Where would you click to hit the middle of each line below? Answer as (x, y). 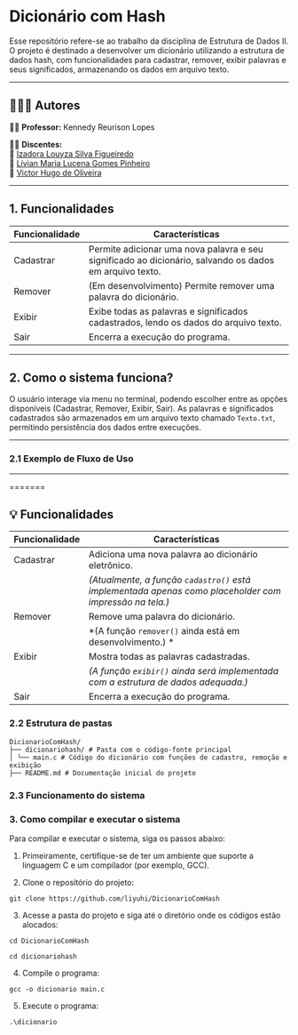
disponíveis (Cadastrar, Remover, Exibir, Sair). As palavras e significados (141, 409)
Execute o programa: (60, 1006)
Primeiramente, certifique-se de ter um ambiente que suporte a (138, 856)
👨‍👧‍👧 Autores (45, 105)
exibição (25, 765)
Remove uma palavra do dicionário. (162, 617)
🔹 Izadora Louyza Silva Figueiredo (72, 154)
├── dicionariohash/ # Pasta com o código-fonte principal (121, 750)
